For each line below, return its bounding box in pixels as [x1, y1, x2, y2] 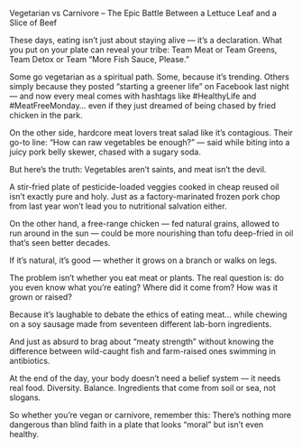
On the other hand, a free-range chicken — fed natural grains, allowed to [9, 219, 279, 229]
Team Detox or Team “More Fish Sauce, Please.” [9, 54, 189, 64]
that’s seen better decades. [9, 238, 111, 247]
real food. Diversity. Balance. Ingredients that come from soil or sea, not [9, 383, 277, 393]
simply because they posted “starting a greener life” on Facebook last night [9, 81, 290, 91]
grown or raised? [9, 292, 72, 302]
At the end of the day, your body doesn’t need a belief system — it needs [9, 373, 281, 383]
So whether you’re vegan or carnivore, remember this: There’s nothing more [9, 410, 291, 420]
